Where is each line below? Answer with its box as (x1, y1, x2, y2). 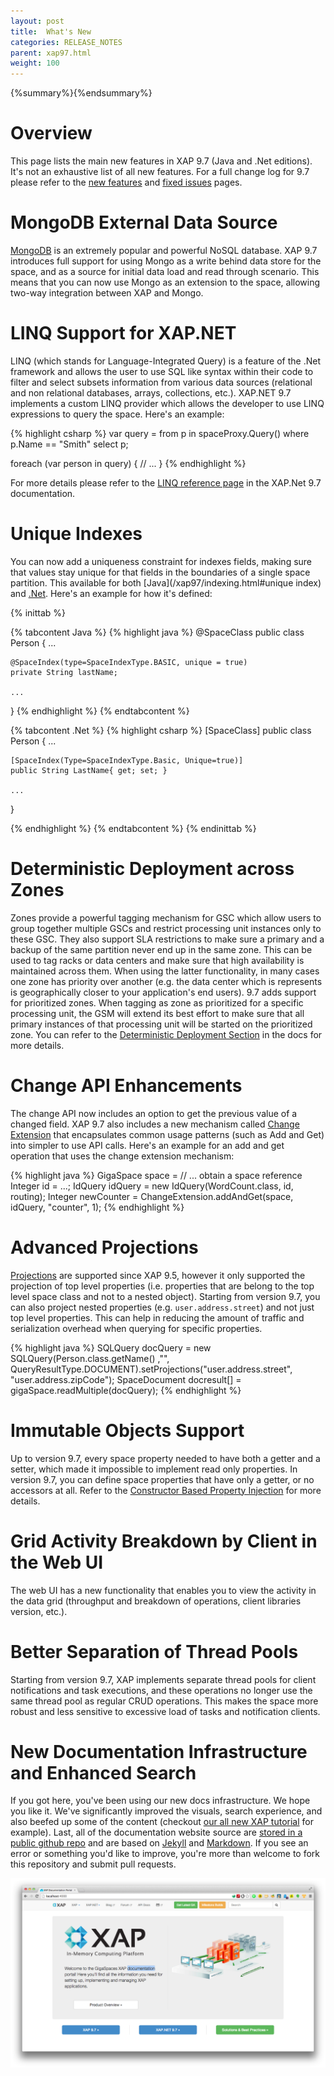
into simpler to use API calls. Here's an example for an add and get (10, 1139, 285, 1151)
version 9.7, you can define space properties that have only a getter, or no (10, 1473, 315, 1485)
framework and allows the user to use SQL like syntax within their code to (10, 365, 314, 377)
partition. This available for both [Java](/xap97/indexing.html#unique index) (10, 576, 322, 589)
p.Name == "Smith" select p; (10, 438, 129, 450)
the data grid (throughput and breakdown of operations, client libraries (10, 1595, 302, 1607)
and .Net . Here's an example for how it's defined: (10, 587, 213, 599)
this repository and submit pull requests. (10, 1858, 177, 1870)
